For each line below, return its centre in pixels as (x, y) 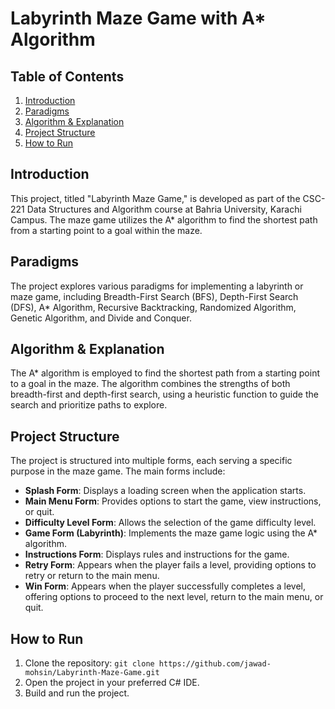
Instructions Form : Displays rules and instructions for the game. (157, 554)
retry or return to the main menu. (92, 576)
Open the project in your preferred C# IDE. (112, 683)
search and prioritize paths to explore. (89, 405)
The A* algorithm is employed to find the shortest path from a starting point (165, 373)
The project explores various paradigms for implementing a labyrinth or (157, 286)
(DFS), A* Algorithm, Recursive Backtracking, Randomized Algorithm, (153, 307)
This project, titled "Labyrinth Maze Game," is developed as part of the (155, 198)
